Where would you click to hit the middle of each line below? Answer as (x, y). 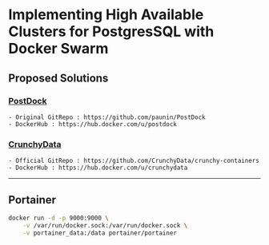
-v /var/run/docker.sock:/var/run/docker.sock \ (105, 225)
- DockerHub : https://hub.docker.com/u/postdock (93, 124)
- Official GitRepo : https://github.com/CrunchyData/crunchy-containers (134, 161)
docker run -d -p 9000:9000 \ (59, 218)
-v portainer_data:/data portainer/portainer (100, 233)
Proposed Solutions (58, 78)
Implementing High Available (106, 15)
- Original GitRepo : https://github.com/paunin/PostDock (107, 117)
